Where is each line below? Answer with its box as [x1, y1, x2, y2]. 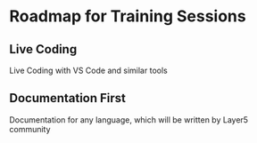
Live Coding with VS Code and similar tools [9, 65, 168, 75]
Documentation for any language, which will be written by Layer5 [9, 114, 248, 125]
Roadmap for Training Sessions [9, 6, 247, 27]
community [9, 123, 51, 134]
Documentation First [9, 91, 127, 106]
